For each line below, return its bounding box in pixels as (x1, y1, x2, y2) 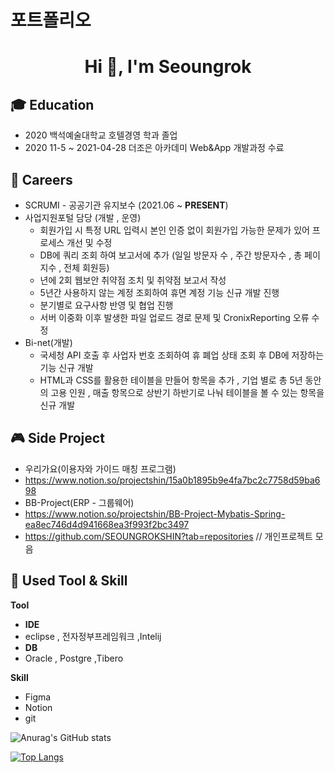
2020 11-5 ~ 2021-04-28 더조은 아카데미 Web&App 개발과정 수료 (24, 142, 285, 154)
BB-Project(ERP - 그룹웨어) (24, 496, 135, 508)
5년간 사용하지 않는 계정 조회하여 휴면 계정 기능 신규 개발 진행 (39, 287, 280, 298)
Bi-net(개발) (24, 337, 73, 348)
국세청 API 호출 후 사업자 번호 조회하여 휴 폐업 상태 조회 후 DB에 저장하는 (39, 349, 325, 361)
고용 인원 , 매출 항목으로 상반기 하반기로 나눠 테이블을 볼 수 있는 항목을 (50, 387, 325, 398)
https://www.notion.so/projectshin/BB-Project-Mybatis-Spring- (24, 507, 286, 520)
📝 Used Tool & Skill (10, 572, 128, 590)
